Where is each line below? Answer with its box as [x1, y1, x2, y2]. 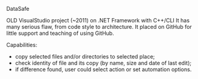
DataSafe [6, 5, 30, 12]
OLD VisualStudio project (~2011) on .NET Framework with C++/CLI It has [6, 17, 190, 24]
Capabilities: [6, 42, 38, 48]
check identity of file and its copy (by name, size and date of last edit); [15, 60, 192, 66]
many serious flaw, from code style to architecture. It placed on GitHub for [6, 24, 193, 30]
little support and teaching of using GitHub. [6, 30, 114, 37]
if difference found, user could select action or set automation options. [15, 66, 192, 73]
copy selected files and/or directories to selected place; [15, 53, 155, 60]
